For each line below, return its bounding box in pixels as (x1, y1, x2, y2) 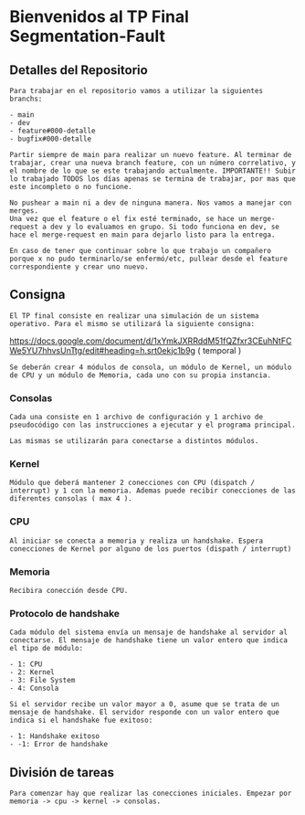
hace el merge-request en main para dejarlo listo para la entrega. (9, 230, 276, 239)
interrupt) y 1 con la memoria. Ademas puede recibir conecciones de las (9, 486, 297, 495)
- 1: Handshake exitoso (9, 732, 100, 741)
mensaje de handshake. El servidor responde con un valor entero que (9, 708, 280, 717)
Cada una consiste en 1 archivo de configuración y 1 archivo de (9, 413, 263, 422)
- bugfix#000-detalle (9, 134, 92, 143)
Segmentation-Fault (9, 26, 166, 47)
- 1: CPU (9, 660, 43, 669)
